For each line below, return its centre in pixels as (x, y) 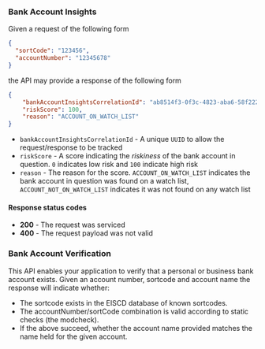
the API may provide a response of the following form (95, 80)
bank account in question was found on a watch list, (104, 181)
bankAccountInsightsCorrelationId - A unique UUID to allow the (122, 139)
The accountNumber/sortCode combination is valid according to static (134, 311)
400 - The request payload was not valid (86, 233)
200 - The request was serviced (73, 225)
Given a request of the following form (69, 29)
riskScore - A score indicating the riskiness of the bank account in (127, 156)
